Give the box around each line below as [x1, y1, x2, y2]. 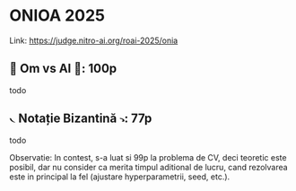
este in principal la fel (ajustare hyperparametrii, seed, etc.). [9, 171, 231, 182]
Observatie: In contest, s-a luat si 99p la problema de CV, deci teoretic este [9, 152, 287, 162]
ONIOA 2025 [9, 5, 106, 26]
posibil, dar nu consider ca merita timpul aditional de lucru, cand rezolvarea [9, 161, 289, 172]
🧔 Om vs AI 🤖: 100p [9, 61, 118, 76]
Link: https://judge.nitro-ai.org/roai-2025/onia [9, 35, 178, 46]
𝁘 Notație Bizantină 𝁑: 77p [9, 111, 152, 126]
